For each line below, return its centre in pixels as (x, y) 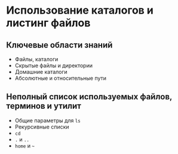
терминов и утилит (44, 106)
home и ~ (24, 146)
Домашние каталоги (41, 72)
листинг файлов (48, 23)
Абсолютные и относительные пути (60, 78)
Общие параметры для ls (47, 120)
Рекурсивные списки (42, 127)
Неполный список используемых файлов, (89, 97)
